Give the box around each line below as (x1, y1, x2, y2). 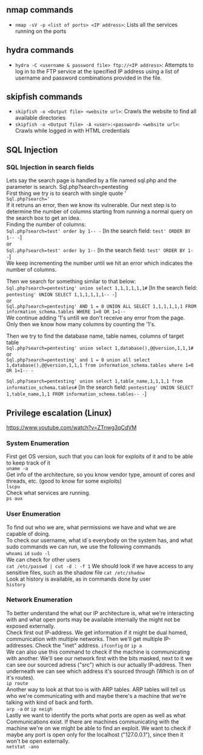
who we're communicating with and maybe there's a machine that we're (6, 692, 187, 699)
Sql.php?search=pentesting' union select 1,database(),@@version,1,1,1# (6, 346, 194, 352)
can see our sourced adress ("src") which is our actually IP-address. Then (6, 661, 191, 668)
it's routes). (6, 674, 35, 681)
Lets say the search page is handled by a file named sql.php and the (6, 177, 177, 184)
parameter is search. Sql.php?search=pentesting (6, 183, 128, 191)
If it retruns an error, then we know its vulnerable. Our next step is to (6, 202, 177, 209)
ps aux (6, 496, 23, 502)
